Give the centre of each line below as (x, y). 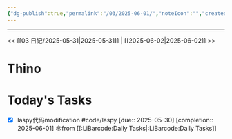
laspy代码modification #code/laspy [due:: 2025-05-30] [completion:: (115, 120)
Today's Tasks (50, 100)
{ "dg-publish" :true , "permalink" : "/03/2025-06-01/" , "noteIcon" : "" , (105, 13)
